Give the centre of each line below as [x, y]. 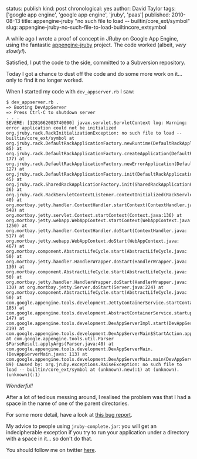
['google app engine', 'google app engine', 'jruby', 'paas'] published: [88, 15]
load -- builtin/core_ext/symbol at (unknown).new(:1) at [78, 370]
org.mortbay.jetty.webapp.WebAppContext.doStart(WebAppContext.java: [93, 241]
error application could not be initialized [61, 128]
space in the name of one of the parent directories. [67, 403]
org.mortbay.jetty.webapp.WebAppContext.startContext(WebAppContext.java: [99, 220]
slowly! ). [16, 51]
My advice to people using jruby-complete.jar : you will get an [81, 426]
